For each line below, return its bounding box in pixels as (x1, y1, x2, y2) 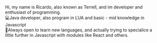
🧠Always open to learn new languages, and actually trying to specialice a (5, 27, 153, 33)
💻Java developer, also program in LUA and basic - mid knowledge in (5, 15, 145, 21)
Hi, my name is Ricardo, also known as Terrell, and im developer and (5, 4, 143, 10)
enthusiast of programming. (5, 9, 61, 15)
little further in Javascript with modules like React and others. (5, 32, 129, 38)
